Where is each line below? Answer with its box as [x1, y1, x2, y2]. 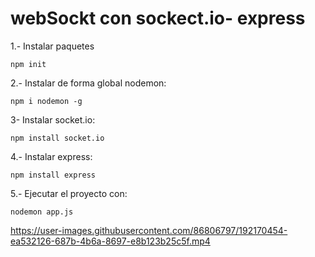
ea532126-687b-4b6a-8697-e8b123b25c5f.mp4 [10, 235, 211, 247]
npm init [10, 59, 47, 69]
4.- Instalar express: [10, 150, 93, 162]
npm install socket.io [10, 133, 105, 143]
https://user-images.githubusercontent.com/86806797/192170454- [10, 224, 288, 236]
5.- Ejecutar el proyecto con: [10, 187, 128, 199]
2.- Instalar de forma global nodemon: [10, 77, 167, 89]
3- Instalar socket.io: [10, 113, 96, 126]
